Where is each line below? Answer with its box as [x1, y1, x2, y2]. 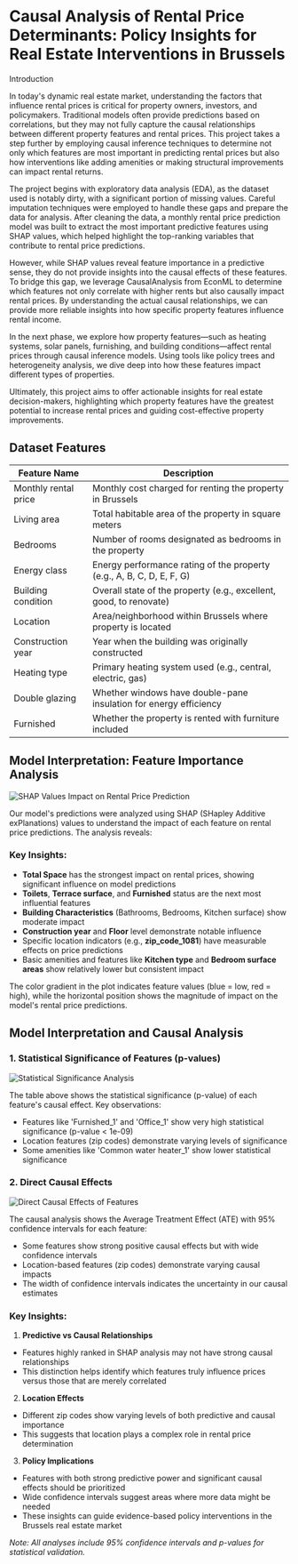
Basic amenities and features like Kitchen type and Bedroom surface [21, 954, 277, 965]
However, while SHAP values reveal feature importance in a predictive [9, 257, 264, 268]
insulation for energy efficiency [91, 697, 222, 710]
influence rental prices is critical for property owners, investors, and [9, 100, 257, 110]
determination [21, 1439, 74, 1449]
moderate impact [21, 916, 85, 926]
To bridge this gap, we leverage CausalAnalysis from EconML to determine [9, 276, 282, 286]
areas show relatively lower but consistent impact [21, 963, 204, 974]
